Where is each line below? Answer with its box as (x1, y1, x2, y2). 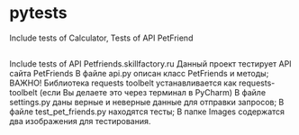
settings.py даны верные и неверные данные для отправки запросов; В (9, 97, 285, 108)
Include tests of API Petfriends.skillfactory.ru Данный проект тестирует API (9, 58, 292, 69)
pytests (9, 3, 68, 23)
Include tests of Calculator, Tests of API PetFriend (9, 32, 194, 43)
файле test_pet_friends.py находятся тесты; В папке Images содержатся (9, 106, 285, 117)
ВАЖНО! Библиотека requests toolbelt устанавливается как (9, 77, 237, 88)
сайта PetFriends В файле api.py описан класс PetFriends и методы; (9, 68, 269, 79)
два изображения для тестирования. (9, 116, 151, 127)
